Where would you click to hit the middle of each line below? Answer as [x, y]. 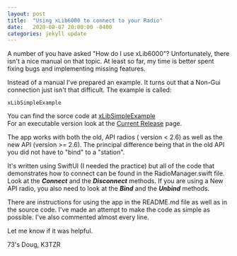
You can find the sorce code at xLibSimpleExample [81, 116]
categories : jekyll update [47, 34]
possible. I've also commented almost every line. [79, 217]
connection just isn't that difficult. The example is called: [89, 90]
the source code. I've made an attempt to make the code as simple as [109, 210]
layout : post [27, 14]
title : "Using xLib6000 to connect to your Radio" [85, 21]
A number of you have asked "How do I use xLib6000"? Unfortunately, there [118, 54]
